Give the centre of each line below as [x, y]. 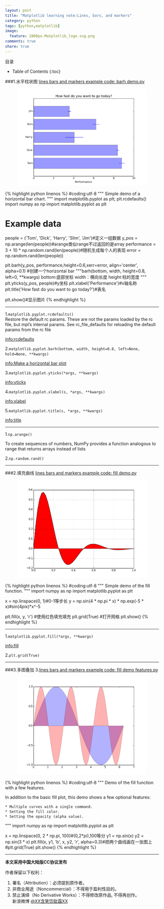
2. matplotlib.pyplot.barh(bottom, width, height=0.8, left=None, [73, 348]
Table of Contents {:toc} [36, 71]
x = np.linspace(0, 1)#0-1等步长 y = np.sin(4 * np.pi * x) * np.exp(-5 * [74, 601]
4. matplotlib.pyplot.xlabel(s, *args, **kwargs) [55, 392]
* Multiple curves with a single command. [49, 807]
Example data [33, 224]
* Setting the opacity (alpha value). [44, 817]
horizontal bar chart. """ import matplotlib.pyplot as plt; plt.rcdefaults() [76, 199]
